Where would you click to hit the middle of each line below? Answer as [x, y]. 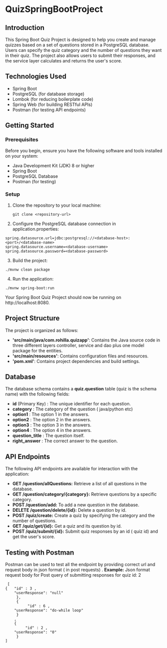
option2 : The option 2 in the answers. [52, 420]
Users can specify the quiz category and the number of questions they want [83, 50]
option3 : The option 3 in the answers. [52, 425]
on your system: [22, 156]
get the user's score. [34, 537]
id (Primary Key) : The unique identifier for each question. [72, 404]
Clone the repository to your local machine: [57, 205]
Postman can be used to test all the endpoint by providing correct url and [80, 565]
